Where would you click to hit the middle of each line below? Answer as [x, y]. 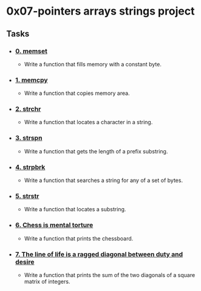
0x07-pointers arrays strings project [101, 11]
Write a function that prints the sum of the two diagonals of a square [110, 275]
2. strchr [28, 109]
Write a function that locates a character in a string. [88, 122]
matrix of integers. [47, 281]
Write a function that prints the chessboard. [79, 238]
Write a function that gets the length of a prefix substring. [96, 151]
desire [25, 262]
